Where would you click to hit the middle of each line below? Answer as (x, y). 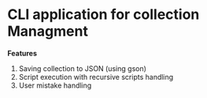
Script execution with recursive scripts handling (96, 77)
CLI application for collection (103, 15)
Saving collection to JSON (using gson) (83, 68)
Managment (48, 31)
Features (22, 53)
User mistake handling (55, 85)
